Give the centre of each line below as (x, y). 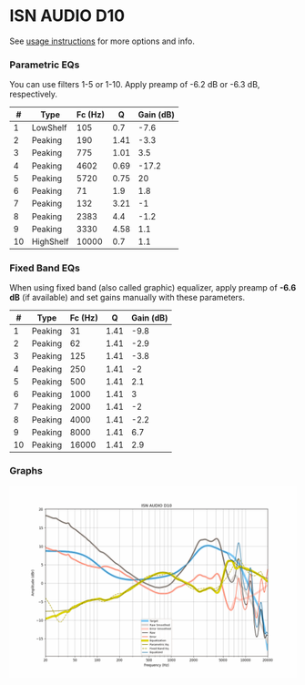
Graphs (26, 471)
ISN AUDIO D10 (67, 16)
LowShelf (49, 128)
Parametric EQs (45, 65)
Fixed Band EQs (45, 268)
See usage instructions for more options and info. (102, 41)
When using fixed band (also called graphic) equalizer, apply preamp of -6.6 (153, 288)
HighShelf (50, 241)
